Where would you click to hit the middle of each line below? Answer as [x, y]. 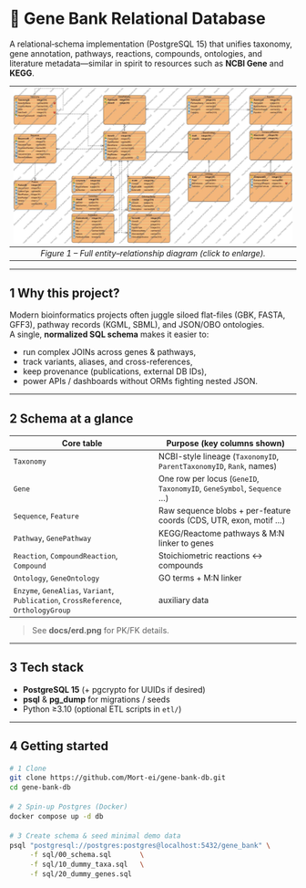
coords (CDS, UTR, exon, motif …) [222, 520]
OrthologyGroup [42, 611]
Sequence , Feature [46, 516]
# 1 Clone [28, 768]
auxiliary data [184, 601]
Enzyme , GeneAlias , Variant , [64, 590]
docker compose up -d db [56, 816]
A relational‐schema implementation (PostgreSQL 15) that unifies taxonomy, [151, 44]
